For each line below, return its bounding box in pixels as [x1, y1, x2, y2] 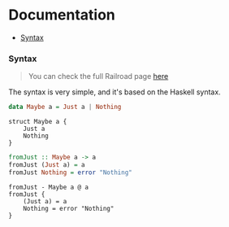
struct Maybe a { [8, 118, 67, 126]
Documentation [8, 6, 116, 24]
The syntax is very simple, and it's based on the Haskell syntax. [8, 87, 221, 97]
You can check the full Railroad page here [28, 72, 169, 81]
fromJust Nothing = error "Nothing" [8, 168, 132, 177]
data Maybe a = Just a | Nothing [8, 103, 122, 111]
